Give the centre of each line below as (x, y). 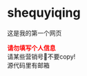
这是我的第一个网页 (35, 33)
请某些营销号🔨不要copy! (41, 56)
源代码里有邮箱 (28, 65)
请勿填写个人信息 (31, 47)
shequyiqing (44, 13)
